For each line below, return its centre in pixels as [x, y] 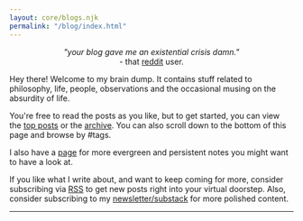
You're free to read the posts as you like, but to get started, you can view [145, 115]
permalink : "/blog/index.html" [68, 26]
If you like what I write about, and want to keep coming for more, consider [147, 179]
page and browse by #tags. [60, 134]
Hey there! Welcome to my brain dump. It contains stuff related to [131, 78]
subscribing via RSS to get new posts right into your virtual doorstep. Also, [147, 189]
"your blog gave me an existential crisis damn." [151, 51]
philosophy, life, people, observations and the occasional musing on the [143, 88]
